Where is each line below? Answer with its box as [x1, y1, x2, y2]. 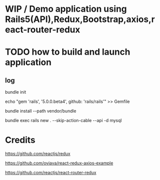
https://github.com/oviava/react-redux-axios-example [5, 160, 113, 166]
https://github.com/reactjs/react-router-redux [5, 170, 96, 176]
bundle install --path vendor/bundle [5, 108, 76, 114]
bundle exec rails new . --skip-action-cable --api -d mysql [5, 118, 122, 123]
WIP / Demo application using [5, 3, 127, 15]
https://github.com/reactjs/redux [5, 151, 71, 157]
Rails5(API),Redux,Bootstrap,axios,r [5, 14, 155, 25]
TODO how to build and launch [5, 46, 130, 58]
